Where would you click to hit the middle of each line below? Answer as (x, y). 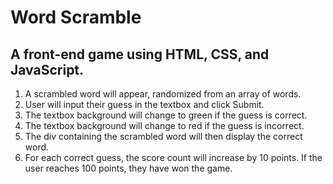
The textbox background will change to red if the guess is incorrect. (164, 125)
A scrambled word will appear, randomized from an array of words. (163, 94)
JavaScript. (47, 69)
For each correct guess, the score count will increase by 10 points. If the (173, 157)
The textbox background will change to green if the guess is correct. (166, 115)
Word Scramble (76, 17)
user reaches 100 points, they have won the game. (128, 168)
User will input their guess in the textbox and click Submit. (144, 104)
